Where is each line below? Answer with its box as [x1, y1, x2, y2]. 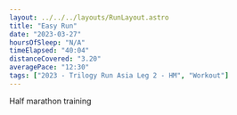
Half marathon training [9, 95, 92, 106]
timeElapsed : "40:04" [9, 46, 90, 55]
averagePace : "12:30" [9, 63, 90, 72]
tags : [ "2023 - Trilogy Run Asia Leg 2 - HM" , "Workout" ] [9, 71, 229, 80]
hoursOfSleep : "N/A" [9, 37, 86, 47]
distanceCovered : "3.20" [9, 54, 102, 63]
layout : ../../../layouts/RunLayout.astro [9, 12, 169, 22]
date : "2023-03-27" [9, 29, 82, 38]
